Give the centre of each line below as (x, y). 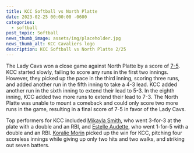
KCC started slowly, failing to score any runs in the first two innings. (87, 72)
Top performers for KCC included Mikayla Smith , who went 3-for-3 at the (94, 120)
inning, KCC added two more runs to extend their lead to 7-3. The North (92, 97)
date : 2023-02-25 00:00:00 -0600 (47, 17)
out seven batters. (28, 145)
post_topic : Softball (32, 33)
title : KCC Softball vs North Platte (52, 11)
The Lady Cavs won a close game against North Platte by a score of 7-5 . (93, 66)
